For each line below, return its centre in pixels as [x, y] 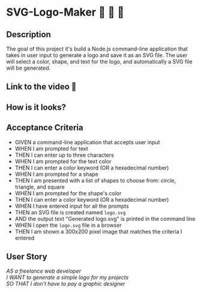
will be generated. [28, 68]
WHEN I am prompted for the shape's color [68, 193]
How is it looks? [36, 107]
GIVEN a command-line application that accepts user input [87, 142]
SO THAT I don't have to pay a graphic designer [66, 284]
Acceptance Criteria [45, 128]
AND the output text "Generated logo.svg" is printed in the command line [105, 219]
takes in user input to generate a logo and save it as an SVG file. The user [97, 55]
